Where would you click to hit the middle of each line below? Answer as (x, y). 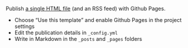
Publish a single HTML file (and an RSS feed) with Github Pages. (86, 9)
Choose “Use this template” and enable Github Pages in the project (98, 20)
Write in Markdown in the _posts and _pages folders (78, 39)
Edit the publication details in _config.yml (66, 33)
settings (24, 26)
